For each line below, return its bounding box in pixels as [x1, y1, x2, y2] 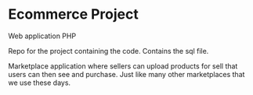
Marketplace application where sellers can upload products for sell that [8, 61, 238, 71]
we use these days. [8, 78, 71, 87]
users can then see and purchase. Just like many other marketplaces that [8, 69, 245, 79]
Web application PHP [8, 31, 77, 40]
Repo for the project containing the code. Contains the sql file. [8, 46, 209, 55]
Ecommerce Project [8, 5, 139, 23]
